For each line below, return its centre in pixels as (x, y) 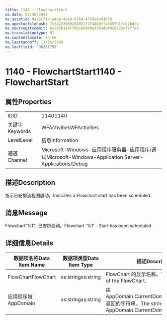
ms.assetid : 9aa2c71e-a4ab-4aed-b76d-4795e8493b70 (59, 19)
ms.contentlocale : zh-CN (31, 38)
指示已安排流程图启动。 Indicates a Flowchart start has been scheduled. (78, 196)
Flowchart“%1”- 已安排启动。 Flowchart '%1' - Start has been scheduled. (79, 226)
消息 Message (26, 213)
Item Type (81, 265)
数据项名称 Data (32, 259)
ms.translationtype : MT (30, 33)
